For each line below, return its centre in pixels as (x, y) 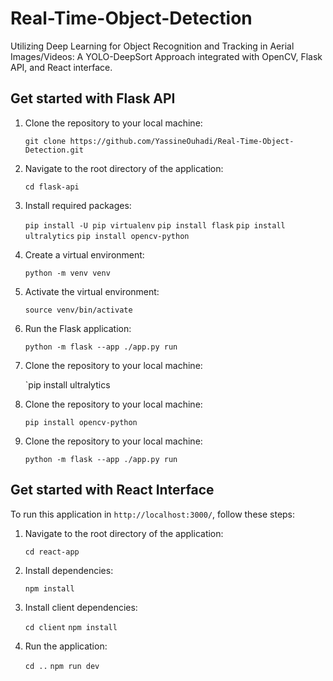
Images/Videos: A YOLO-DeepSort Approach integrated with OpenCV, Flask (166, 56)
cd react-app (52, 552)
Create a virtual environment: (84, 254)
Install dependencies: (69, 570)
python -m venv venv (67, 273)
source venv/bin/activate (78, 310)
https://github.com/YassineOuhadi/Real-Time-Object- (182, 141)
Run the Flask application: (78, 328)
